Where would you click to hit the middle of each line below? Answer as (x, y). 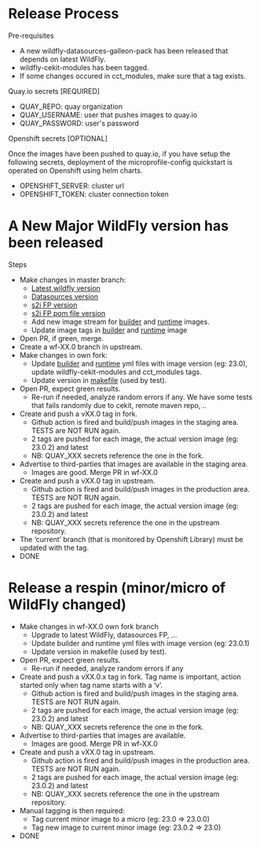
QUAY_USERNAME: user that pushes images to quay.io (108, 114)
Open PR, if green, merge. (62, 338)
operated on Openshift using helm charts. (75, 170)
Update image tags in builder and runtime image (109, 330)
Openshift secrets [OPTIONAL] (58, 138)
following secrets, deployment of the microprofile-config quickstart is (121, 162)
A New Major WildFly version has (119, 226)
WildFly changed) (68, 605)
